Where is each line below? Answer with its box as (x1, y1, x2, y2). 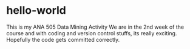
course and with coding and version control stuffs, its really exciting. (6, 29, 177, 36)
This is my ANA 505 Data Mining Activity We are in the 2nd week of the (6, 23, 184, 30)
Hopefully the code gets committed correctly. (6, 36, 120, 43)
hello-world (6, 4, 67, 17)
